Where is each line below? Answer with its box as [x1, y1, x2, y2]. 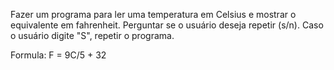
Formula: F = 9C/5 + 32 [10, 49, 107, 61]
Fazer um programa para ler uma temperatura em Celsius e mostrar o [10, 9, 297, 20]
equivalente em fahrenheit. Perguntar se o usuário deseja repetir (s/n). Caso [10, 19, 324, 31]
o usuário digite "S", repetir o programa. [10, 30, 175, 41]
